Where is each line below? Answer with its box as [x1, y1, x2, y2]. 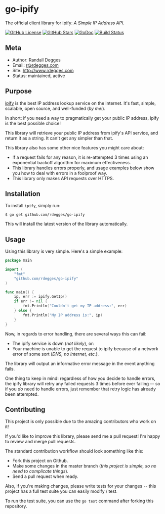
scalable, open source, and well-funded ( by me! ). [5, 105, 106, 111]
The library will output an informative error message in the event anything [5, 360, 155, 367]
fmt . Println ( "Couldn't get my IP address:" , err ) [23, 303, 127, 309]
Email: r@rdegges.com [12, 62, 59, 68]
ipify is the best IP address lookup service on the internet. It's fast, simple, [5, 100, 156, 106]
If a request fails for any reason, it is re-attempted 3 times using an [12, 154, 148, 160]
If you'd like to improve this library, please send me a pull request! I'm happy [5, 433, 161, 439]
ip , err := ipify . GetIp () [14, 294, 68, 299]
